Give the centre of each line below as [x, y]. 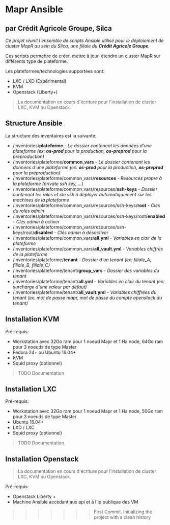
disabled [44, 232]
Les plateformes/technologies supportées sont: [55, 71]
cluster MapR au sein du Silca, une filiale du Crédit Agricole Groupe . [78, 46]
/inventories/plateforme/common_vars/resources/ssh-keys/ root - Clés [86, 205]
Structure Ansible [34, 123]
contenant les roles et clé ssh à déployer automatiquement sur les [82, 194]
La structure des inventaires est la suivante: [51, 135]
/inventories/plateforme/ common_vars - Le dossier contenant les [81, 162]
